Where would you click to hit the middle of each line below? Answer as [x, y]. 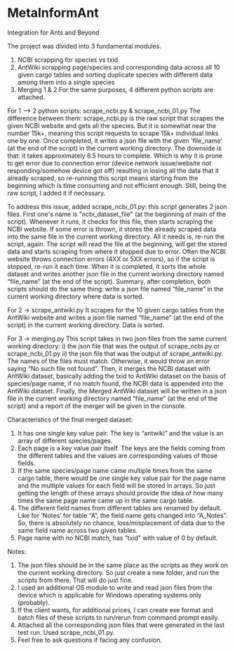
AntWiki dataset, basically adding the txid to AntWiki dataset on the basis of [117, 376]
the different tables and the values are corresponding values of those [117, 455]
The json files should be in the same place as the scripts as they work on [122, 565]
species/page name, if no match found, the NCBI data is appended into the [115, 383]
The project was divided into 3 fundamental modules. [84, 46]
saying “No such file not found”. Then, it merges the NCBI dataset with [109, 368]
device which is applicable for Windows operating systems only [109, 595]
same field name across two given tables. [78, 530]
